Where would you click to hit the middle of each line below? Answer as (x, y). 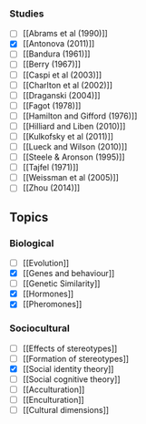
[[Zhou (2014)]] (51, 188)
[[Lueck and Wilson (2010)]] (75, 146)
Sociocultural (39, 328)
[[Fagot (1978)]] (52, 105)
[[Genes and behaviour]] (68, 274)
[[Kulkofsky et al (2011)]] (68, 136)
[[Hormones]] (48, 294)
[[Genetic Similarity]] (61, 284)
